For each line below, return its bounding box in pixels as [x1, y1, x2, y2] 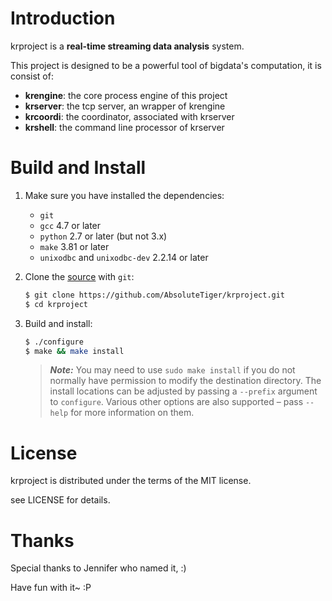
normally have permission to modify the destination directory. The [49, 375, 322, 387]
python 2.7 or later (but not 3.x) [39, 230, 168, 242]
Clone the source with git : [24, 270, 135, 282]
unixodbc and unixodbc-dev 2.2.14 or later [39, 251, 209, 263]
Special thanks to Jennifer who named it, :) [10, 562, 187, 574]
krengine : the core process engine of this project [24, 89, 228, 101]
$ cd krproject [24, 299, 89, 309]
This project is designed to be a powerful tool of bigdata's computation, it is [10, 59, 322, 71]
